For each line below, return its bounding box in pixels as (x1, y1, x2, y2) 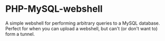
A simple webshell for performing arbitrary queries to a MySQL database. (5, 20, 160, 26)
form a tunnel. (5, 31, 35, 37)
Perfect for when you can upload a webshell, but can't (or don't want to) (5, 25, 158, 31)
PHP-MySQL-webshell (5, 3, 103, 15)
